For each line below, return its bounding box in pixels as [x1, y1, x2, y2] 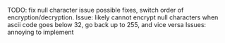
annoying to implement [7, 28, 74, 36]
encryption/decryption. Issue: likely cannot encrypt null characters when [7, 13, 219, 21]
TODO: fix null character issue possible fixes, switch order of [7, 6, 184, 14]
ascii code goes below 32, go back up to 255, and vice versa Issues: [7, 21, 207, 28]
